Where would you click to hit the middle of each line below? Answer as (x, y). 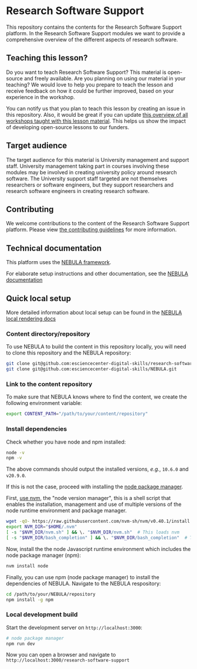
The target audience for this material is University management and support (98, 160)
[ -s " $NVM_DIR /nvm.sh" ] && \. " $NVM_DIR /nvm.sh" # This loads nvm (93, 532)
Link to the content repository (49, 384)
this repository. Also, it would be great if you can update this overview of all (97, 114)
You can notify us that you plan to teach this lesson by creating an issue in (96, 108)
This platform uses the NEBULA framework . (59, 262)
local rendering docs (31, 319)
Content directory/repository (48, 334)
